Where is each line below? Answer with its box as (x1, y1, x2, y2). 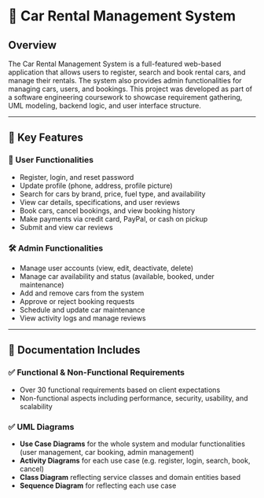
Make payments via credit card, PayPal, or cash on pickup (19, 214, 208, 223)
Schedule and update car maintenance (19, 305, 145, 314)
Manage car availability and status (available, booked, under (19, 271, 214, 281)
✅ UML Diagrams (8, 421, 75, 432)
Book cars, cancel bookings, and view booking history (19, 206, 196, 215)
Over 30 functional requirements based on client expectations (19, 385, 221, 394)
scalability (19, 401, 53, 411)
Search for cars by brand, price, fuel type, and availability (19, 189, 206, 199)
